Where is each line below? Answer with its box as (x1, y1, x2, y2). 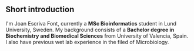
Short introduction (5, 5, 75, 14)
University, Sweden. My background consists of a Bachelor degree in (5, 26, 175, 33)
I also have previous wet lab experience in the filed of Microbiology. (5, 38, 169, 45)
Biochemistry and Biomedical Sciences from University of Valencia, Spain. (5, 32, 189, 39)
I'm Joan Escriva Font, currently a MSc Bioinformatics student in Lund (5, 20, 177, 27)
